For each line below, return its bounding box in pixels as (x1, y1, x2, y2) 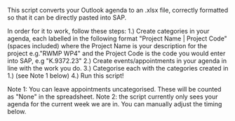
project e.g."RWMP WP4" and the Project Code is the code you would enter (7, 49, 226, 57)
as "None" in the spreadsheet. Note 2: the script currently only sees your (7, 92, 218, 101)
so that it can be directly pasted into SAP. (7, 13, 127, 22)
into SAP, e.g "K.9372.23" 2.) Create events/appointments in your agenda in (7, 57, 227, 65)
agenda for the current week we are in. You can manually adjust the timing (7, 100, 222, 108)
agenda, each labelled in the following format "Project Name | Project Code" (7, 34, 228, 43)
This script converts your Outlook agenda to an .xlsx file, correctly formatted (7, 6, 229, 14)
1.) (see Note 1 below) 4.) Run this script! (7, 71, 124, 80)
